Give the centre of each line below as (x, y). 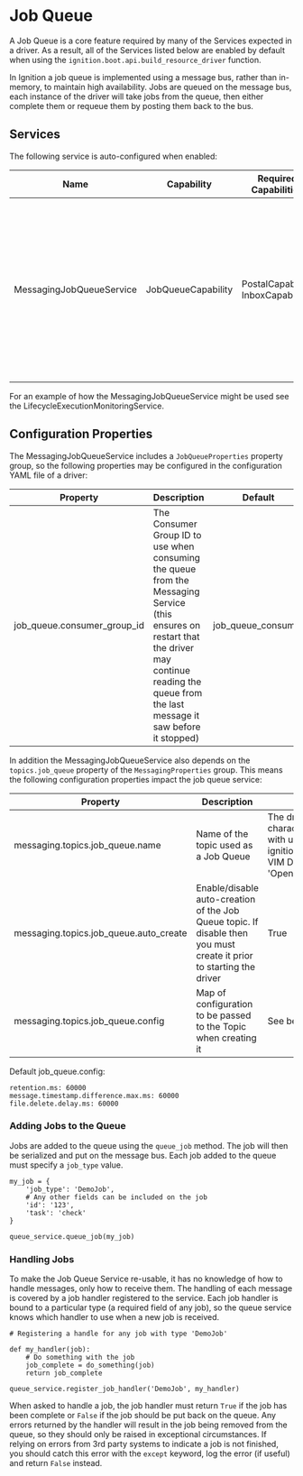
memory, (26, 87)
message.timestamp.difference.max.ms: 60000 (94, 1096)
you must (216, 944)
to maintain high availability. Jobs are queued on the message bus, (168, 87)
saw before (177, 727)
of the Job (218, 910)
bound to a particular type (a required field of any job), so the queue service (151, 1307)
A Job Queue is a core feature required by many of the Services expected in (151, 41)
